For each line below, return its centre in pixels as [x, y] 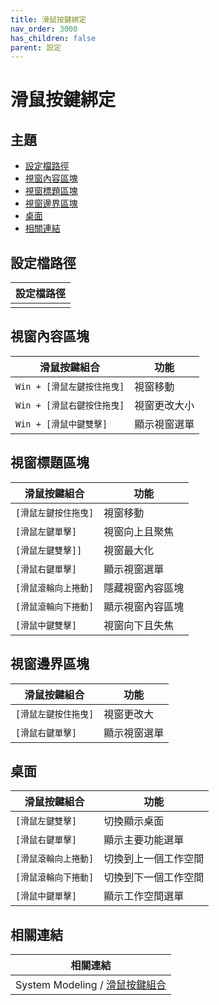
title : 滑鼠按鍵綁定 [48, 19]
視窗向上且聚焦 [139, 531]
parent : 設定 [36, 47]
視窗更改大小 [164, 405]
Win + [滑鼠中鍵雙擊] [61, 424]
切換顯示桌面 [134, 821]
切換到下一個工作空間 [154, 878]
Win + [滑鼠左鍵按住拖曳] [70, 386]
